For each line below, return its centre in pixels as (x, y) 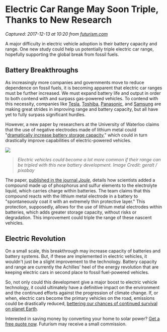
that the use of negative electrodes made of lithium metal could (71, 129)
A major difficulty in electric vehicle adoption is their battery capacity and (81, 43)
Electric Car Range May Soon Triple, (82, 9)
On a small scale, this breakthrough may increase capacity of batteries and (83, 251)
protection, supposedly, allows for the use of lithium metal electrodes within (84, 207)
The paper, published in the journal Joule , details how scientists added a (80, 180)
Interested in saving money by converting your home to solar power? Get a (82, 318)
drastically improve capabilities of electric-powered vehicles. (68, 140)
